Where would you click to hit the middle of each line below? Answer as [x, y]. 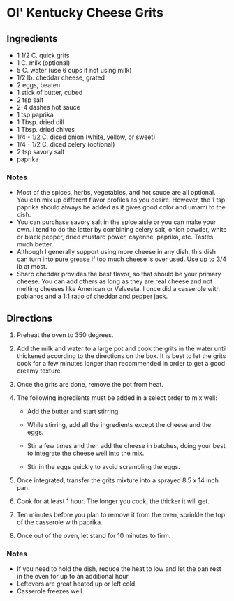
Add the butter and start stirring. [73, 411]
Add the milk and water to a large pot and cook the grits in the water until [122, 349]
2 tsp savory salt [41, 152]
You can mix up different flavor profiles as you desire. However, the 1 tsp [121, 200]
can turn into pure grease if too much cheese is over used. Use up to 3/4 [122, 259]
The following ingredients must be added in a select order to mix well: [117, 398]
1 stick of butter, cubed [50, 92]
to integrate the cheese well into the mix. [86, 453]
